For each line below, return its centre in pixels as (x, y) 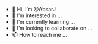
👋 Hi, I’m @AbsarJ (34, 9)
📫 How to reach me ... (39, 35)
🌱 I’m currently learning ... (43, 22)
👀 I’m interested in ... (37, 15)
